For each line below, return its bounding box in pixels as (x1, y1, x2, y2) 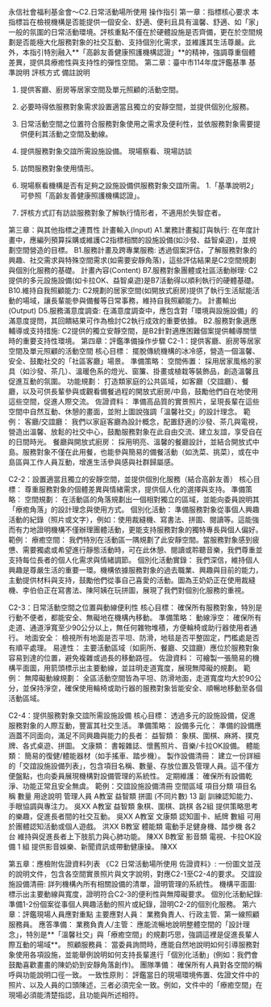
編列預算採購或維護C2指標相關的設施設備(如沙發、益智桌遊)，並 (35, 235, 249, 245)
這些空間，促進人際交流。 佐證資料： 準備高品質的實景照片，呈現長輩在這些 (8, 397, 260, 406)
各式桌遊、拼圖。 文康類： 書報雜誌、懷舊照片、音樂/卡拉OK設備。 (22, 741, 244, 750)
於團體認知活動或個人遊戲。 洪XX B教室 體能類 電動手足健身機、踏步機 (8, 822, 244, 831)
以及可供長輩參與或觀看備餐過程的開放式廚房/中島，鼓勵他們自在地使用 (22, 387, 259, 396)
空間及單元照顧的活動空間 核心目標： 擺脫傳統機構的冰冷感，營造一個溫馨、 (8, 346, 260, 355)
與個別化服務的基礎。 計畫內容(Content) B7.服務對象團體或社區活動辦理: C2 (8, 266, 258, 275)
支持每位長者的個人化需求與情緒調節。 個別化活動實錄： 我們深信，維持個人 (8, 556, 260, 564)
